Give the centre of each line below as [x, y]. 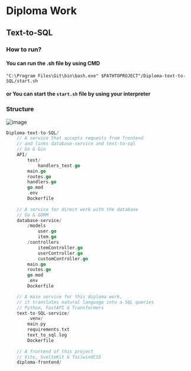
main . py [37, 324]
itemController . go [60, 248]
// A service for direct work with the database [78, 209]
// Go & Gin [31, 149]
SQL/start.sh [22, 81]
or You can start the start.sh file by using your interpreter [78, 94]
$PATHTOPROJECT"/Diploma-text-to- [143, 76]
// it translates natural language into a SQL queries [85, 302]
